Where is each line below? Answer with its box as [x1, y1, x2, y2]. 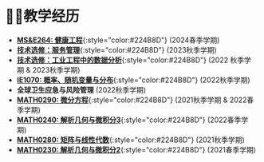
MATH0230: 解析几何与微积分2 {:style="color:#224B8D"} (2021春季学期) [16, 144, 257, 154]
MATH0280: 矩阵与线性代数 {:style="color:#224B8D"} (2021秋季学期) [16, 135, 246, 144]
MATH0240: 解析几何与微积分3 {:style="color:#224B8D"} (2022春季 [16, 115, 242, 124]
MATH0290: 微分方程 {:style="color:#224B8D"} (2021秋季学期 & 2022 [16, 95, 247, 105]
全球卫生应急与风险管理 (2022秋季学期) [16, 85, 147, 94]
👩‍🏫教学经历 [5, 7, 80, 26]
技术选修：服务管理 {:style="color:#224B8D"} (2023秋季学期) [16, 45, 218, 54]
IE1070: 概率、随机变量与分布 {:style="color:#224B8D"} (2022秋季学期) [16, 75, 250, 85]
